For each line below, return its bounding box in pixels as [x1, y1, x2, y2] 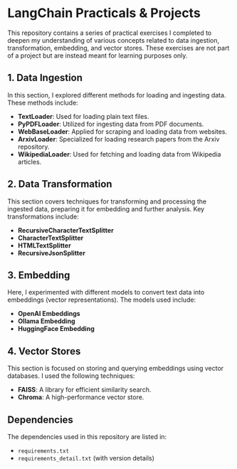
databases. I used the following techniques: [7, 371, 135, 380]
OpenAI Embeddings [17, 310, 80, 318]
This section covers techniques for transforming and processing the [7, 197, 207, 206]
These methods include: [7, 98, 78, 107]
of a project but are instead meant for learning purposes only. [7, 51, 188, 60]
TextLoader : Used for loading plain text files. [17, 112, 149, 120]
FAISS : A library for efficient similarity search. [17, 386, 152, 394]
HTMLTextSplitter [17, 241, 71, 250]
